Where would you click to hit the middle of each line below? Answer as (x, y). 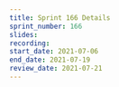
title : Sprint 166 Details (60, 18)
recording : (30, 43)
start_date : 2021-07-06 (54, 52)
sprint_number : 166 (46, 26)
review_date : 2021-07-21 (56, 69)
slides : (24, 34)
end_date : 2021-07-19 (50, 60)
